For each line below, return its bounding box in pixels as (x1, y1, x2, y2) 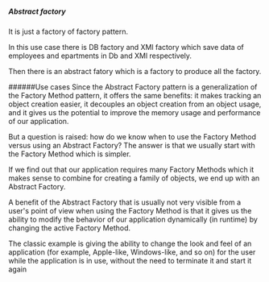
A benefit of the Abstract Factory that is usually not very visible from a (8, 197, 242, 207)
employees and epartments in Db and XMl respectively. (8, 51, 192, 60)
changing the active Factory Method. (8, 222, 131, 233)
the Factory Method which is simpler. (8, 149, 131, 159)
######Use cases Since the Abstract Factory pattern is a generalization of (8, 81, 258, 92)
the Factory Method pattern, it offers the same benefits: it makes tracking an (8, 90, 262, 100)
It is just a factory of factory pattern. (8, 27, 129, 36)
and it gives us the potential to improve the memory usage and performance (8, 107, 261, 117)
